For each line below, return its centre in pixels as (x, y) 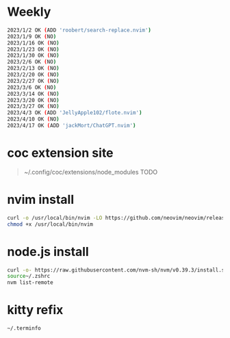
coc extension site (61, 153)
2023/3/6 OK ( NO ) (32, 87)
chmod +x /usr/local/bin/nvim (50, 224)
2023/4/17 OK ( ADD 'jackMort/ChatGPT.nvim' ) (72, 126)
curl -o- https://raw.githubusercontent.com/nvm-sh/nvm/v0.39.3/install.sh (117, 270)
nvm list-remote (30, 283)
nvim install (41, 200)
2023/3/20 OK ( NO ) (33, 100)
